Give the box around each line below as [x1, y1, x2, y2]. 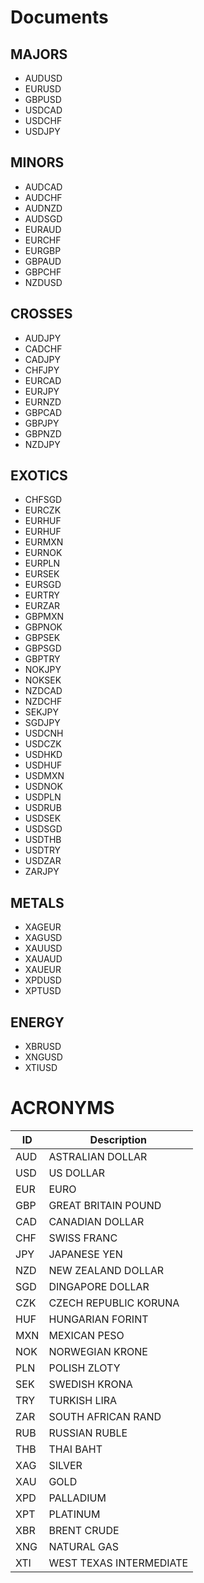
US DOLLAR [48, 1166, 106, 1180]
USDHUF [24, 759, 63, 771]
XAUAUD [24, 953, 63, 965]
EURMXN [24, 536, 64, 548]
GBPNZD [24, 427, 62, 440]
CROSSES [10, 306, 73, 323]
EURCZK [24, 504, 62, 516]
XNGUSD [24, 1051, 63, 1063]
